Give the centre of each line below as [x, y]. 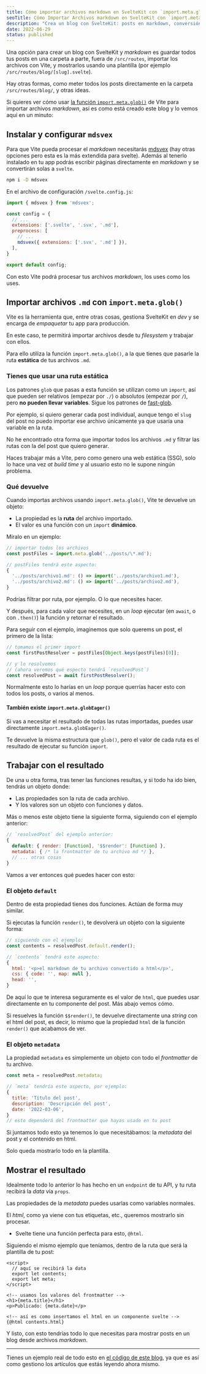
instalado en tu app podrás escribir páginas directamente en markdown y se [103, 162]
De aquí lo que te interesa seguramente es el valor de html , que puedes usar [103, 997]
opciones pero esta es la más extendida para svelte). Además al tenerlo [97, 155]
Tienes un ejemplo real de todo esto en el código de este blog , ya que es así [103, 1357]
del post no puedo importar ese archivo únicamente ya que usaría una [95, 421]
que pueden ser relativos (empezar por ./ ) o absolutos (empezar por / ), [97, 396]
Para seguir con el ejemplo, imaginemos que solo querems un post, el [94, 629]
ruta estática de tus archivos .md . [48, 360]
